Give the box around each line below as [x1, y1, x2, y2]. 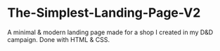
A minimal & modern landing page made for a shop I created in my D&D [7, 28, 214, 36]
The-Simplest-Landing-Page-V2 [7, 5, 201, 21]
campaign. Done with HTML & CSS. [7, 35, 110, 43]
